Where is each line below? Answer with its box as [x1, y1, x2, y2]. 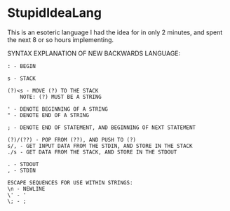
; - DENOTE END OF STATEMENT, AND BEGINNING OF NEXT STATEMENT [7, 124, 196, 131]
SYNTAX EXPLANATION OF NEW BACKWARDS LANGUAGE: [7, 49, 181, 57]
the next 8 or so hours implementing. [7, 35, 114, 43]
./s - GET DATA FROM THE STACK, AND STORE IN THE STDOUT [7, 149, 177, 156]
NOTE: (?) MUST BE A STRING [20, 93, 102, 100]
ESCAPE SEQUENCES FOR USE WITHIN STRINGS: [7, 179, 133, 186]
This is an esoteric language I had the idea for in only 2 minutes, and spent [7, 28, 223, 36]
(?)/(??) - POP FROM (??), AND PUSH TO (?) [7, 136, 137, 143]
